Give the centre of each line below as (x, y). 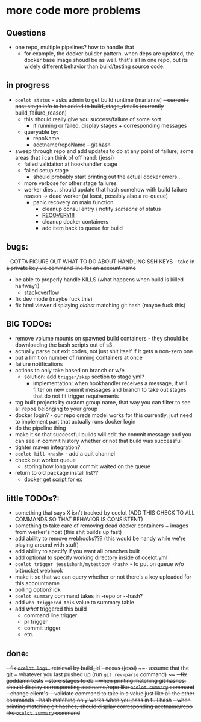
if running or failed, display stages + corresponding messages (110, 125)
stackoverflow (42, 292)
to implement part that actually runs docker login (75, 422)
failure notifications (39, 364)
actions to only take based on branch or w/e (70, 371)
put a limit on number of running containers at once (79, 358)
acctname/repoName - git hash (72, 145)
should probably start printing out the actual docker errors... (107, 177)
